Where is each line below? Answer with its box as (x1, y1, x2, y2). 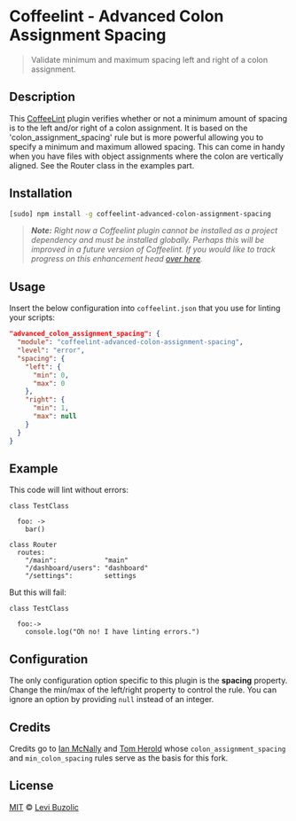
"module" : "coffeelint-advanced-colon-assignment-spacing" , (17, 338, 244, 347)
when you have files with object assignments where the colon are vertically (9, 151, 284, 161)
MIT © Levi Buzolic (9, 801, 80, 812)
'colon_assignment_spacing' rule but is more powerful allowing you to (9, 131, 264, 143)
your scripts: (9, 312, 56, 323)
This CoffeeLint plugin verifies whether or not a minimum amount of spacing (9, 113, 288, 123)
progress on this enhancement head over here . (30, 254, 204, 264)
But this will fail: (9, 587, 66, 598)
